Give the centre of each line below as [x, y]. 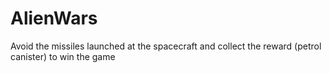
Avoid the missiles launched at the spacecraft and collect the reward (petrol [166, 46]
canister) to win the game [63, 56]
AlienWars [54, 18]
